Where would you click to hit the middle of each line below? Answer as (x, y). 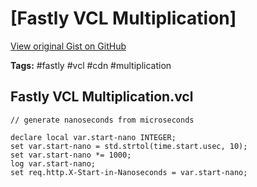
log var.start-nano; (53, 163)
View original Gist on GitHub (68, 46)
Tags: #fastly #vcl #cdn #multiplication (91, 65)
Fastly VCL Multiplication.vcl (102, 97)
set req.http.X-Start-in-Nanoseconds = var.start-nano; (129, 172)
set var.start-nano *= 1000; (71, 155)
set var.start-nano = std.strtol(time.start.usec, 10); (129, 146)
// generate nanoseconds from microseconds (102, 120)
